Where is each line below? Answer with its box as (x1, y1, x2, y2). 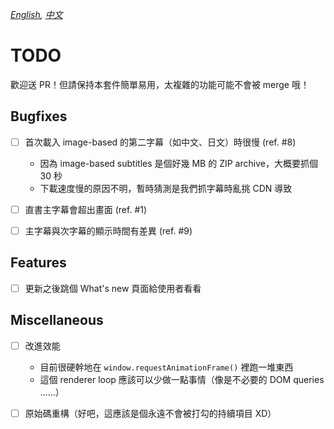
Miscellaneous (10, 312, 104, 329)
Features (10, 254, 67, 272)
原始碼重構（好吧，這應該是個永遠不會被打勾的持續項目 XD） (24, 407, 277, 419)
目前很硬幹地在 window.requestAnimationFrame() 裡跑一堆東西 (39, 361, 294, 373)
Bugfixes (10, 108, 68, 125)
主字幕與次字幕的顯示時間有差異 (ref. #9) (24, 224, 193, 237)
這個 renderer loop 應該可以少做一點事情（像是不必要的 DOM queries (39, 373, 325, 385)
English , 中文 (10, 9, 63, 20)
